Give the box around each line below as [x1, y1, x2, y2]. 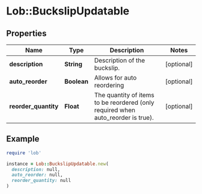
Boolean [64, 77, 89, 86]
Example [6, 134, 40, 144]
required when [94, 106, 135, 114]
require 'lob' [6, 149, 42, 156]
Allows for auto [94, 74, 137, 82]
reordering [94, 81, 124, 89]
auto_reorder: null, [11, 172, 63, 178]
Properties [6, 28, 47, 39]
